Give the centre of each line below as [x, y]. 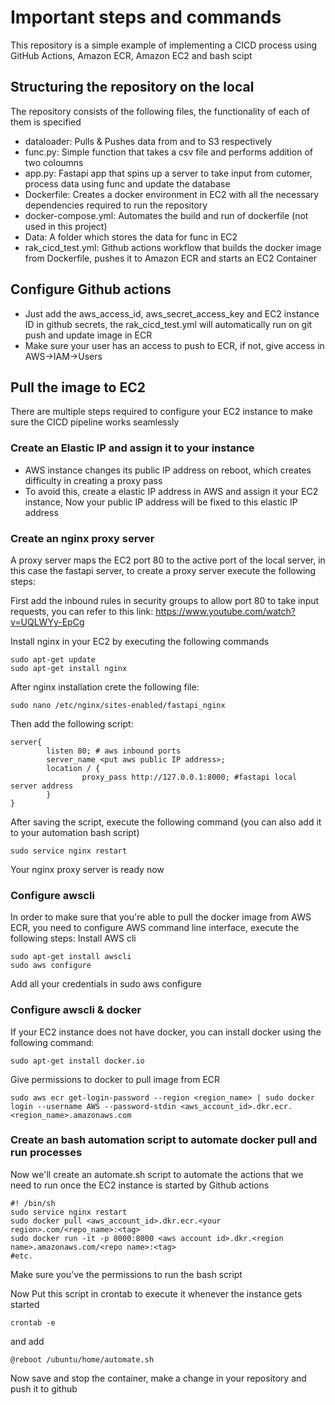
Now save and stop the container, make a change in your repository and [158, 1378]
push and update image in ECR [88, 335]
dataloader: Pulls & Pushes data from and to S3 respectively [148, 141]
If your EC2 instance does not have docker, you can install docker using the [166, 1032]
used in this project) [66, 226]
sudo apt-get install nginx [69, 668]
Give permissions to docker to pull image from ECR [115, 1079]
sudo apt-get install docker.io [77, 1061]
